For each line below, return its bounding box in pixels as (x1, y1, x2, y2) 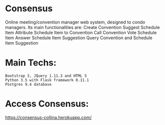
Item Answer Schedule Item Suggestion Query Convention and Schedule (5, 35, 153, 41)
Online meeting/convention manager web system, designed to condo (5, 19, 145, 25)
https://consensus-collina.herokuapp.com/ (5, 114, 92, 120)
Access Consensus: (5, 99, 89, 109)
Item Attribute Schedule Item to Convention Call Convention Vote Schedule (5, 29, 157, 35)
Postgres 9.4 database (5, 82, 52, 87)
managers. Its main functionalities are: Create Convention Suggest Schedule (5, 24, 160, 30)
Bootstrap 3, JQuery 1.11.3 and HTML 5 (5, 73, 87, 78)
